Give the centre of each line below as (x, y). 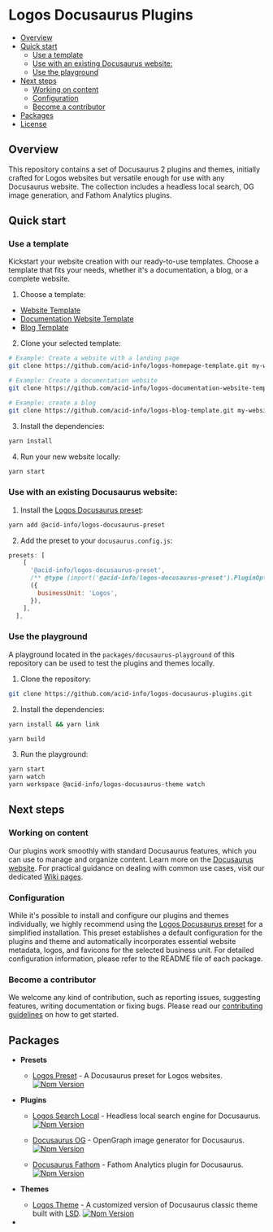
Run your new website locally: (70, 457)
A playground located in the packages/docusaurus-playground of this (122, 654)
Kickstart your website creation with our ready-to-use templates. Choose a (134, 261)
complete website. (39, 279)
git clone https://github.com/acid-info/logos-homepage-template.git (129, 366)
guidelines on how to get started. (64, 1015)
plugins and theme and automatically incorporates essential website (122, 941)
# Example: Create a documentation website (83, 381)
